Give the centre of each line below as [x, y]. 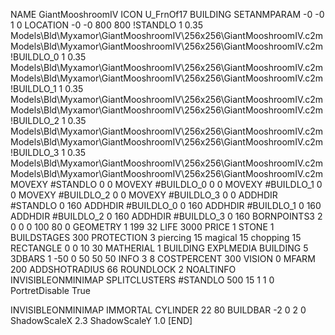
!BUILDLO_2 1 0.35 [48, 120]
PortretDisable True [50, 290]
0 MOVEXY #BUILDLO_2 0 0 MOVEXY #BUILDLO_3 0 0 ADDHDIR [144, 195]
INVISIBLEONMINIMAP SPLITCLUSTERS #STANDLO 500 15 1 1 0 [142, 280]
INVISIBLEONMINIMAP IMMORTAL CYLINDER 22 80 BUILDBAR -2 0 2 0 [158, 310]
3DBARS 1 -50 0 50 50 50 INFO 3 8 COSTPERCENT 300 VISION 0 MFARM [163, 258]
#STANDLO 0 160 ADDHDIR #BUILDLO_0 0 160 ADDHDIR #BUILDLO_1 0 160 [166, 205]
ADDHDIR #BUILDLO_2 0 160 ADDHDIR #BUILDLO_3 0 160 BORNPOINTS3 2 [166, 216]
